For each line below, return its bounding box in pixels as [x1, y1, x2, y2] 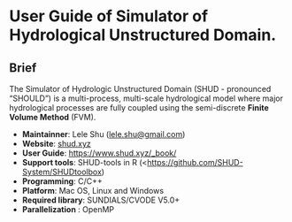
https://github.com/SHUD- [147, 157, 243, 167]
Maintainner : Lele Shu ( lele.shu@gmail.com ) [21, 129, 186, 139]
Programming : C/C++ [21, 176, 104, 187]
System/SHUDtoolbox [21, 166, 102, 177]
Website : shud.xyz [21, 139, 91, 149]
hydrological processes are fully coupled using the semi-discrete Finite [9, 103, 270, 112]
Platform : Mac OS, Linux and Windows [21, 186, 165, 195]
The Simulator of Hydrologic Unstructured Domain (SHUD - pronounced [9, 84, 272, 94]
